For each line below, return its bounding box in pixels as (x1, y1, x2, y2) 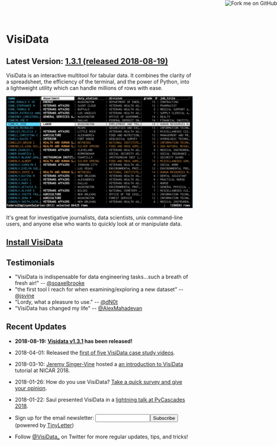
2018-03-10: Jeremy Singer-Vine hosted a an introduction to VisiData (14, 360, 183, 367)
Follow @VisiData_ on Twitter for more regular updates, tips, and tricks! (14, 433, 188, 440)
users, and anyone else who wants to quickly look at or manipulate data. (6, 220, 182, 227)
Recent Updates (6, 322, 67, 332)
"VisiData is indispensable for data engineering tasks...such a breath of (14, 273, 188, 281)
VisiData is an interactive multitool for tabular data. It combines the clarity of (6, 72, 191, 79)
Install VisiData (6, 238, 63, 248)
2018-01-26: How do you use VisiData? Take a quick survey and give (14, 378, 182, 385)
